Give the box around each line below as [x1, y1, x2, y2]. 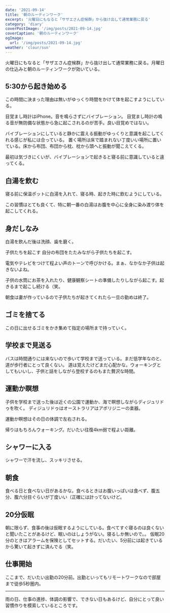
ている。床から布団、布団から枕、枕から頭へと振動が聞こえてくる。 [5, 143, 147, 149]
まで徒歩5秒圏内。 [5, 580, 44, 587]
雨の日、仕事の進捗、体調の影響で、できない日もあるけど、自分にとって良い [5, 596, 164, 602]
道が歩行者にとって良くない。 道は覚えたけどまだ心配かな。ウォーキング [5, 362, 157, 368]
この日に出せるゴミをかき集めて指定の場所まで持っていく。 [5, 325, 130, 331]
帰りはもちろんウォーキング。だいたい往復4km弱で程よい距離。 [5, 426, 138, 432]
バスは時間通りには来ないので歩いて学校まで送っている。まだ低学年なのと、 [5, 355, 164, 362]
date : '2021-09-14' [5, 7, 47, 13]
